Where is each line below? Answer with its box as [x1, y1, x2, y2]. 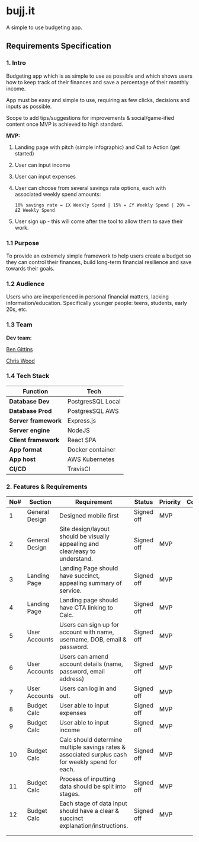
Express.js [67, 417, 97, 425]
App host [9, 455, 36, 463]
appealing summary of [59, 579, 123, 587]
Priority [159, 498, 181, 506]
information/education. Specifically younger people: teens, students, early [6, 300, 188, 307]
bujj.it [6, 4, 36, 18]
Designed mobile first [59, 511, 119, 520]
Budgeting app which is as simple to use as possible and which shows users [6, 72, 192, 80]
